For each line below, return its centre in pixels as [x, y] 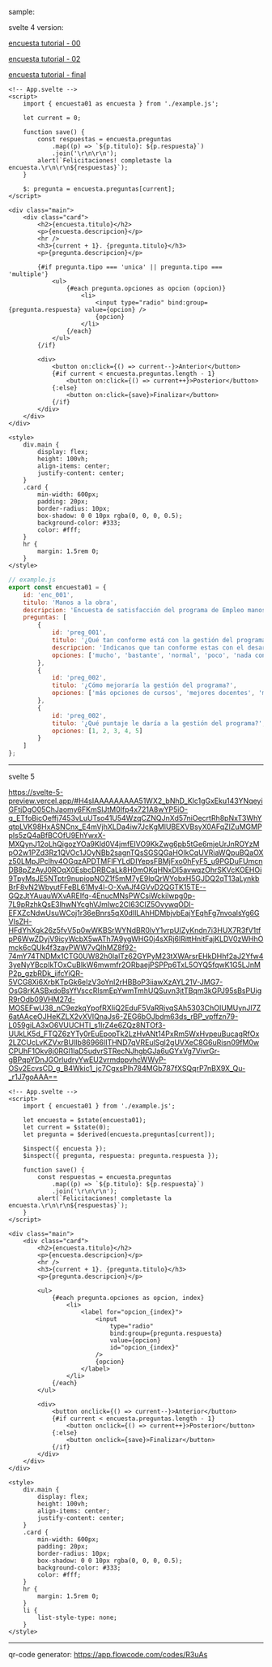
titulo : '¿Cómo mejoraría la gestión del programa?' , [144, 685]
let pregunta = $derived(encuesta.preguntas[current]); [119, 1134]
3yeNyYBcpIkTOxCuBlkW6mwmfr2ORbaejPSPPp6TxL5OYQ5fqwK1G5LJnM [135, 965]
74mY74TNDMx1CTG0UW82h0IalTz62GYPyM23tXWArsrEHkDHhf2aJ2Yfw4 [136, 956]
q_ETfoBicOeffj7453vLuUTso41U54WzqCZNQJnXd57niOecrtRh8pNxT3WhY [135, 818]
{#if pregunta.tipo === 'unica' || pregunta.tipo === [130, 267]
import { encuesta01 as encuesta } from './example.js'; [121, 104]
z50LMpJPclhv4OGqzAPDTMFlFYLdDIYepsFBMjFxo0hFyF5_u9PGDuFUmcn [136, 861]
